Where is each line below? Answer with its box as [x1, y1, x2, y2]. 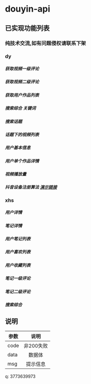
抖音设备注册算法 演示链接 [5, 184, 57, 190]
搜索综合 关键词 [5, 105, 36, 111]
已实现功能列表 [5, 24, 50, 32]
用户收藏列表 [5, 262, 30, 268]
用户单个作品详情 [5, 158, 39, 164]
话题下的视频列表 [5, 131, 39, 137]
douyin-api [5, 3, 50, 15]
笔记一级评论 [5, 276, 30, 281]
